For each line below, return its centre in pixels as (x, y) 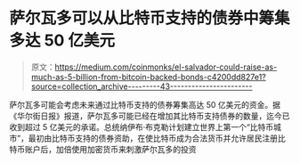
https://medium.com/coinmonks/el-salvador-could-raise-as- (166, 67)
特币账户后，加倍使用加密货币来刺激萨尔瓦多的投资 (103, 149)
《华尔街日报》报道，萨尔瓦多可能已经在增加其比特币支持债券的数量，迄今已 (150, 116)
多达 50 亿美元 (62, 41)
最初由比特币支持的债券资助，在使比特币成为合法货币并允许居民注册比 (157, 138)
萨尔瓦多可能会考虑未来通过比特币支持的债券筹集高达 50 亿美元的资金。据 (145, 104)
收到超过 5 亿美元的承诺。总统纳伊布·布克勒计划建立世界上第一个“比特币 (142, 126)
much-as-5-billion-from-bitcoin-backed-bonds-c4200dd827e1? (149, 77)
